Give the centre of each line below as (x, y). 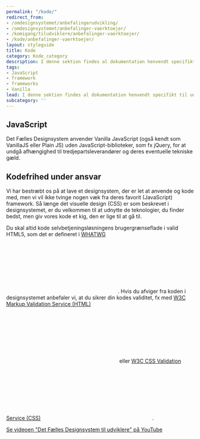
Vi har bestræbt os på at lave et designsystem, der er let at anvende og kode (100, 191)
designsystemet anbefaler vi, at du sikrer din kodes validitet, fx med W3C (96, 298)
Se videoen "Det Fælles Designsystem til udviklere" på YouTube (84, 429)
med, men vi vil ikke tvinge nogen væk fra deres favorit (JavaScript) (89, 197)
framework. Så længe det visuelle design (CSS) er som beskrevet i (87, 204)
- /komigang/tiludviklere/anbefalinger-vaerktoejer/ (73, 34)
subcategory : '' (26, 100)
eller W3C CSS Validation (150, 361)
